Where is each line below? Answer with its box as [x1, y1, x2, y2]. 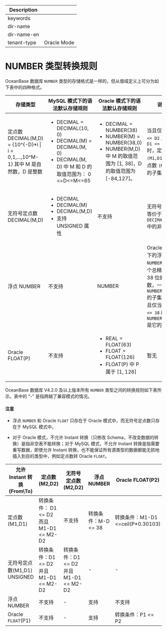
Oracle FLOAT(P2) [116, 476, 160, 483]
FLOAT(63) [105, 341, 132, 348]
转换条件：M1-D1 [115, 514, 158, 521]
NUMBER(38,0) [105, 139, 143, 146]
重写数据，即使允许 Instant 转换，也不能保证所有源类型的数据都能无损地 [12, 447, 160, 453]
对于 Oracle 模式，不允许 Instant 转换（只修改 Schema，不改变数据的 [12, 434, 155, 440]
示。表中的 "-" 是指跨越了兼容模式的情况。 [5, 393, 92, 399]
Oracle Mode [44, 39, 75, 46]
